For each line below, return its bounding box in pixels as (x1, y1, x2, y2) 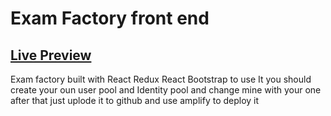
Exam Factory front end (10, 7, 210, 30)
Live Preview (10, 47, 92, 64)
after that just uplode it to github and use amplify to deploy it (10, 95, 260, 106)
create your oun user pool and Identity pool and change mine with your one (10, 84, 322, 96)
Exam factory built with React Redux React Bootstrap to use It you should (10, 73, 312, 85)
